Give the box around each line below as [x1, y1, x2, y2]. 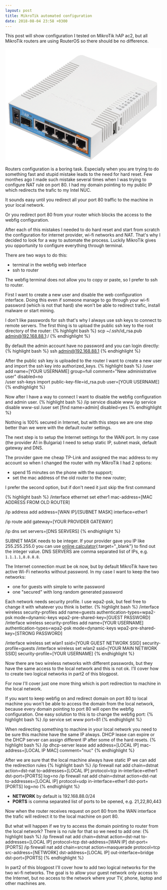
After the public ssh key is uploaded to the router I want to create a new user [5, 358, 162, 364]
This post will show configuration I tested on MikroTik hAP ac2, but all [5, 33, 148, 39]
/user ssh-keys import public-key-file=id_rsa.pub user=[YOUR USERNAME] [5, 379, 160, 384]
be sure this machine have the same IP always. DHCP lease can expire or [5, 731, 155, 737]
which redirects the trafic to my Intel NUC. [5, 187, 91, 193]
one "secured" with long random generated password [12, 589, 123, 595]
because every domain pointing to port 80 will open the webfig [5, 706, 134, 712]
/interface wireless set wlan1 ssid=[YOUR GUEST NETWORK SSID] [5, 640, 142, 646]
